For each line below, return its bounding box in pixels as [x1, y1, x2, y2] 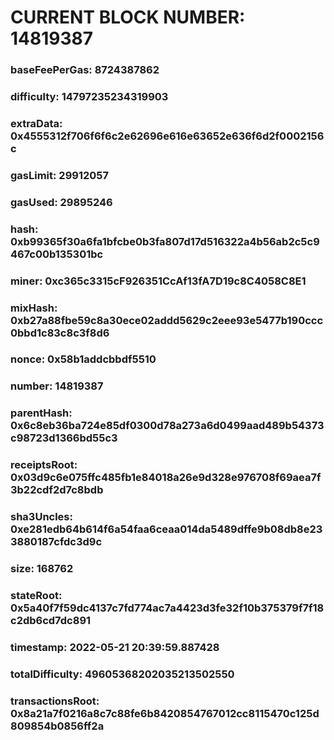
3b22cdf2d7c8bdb [10, 483, 104, 497]
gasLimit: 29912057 [10, 168, 110, 182]
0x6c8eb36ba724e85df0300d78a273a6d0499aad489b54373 [10, 419, 325, 433]
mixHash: [10, 301, 58, 315]
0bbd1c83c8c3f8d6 [10, 326, 110, 340]
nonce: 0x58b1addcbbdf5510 [10, 352, 157, 366]
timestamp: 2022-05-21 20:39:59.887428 [10, 640, 220, 654]
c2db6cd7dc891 [10, 614, 92, 628]
